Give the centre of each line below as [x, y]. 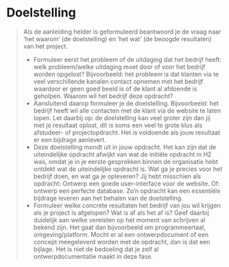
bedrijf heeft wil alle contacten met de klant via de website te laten [127, 111]
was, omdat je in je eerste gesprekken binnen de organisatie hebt [126, 161]
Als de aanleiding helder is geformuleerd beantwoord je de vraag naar [122, 32]
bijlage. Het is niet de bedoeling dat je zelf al [96, 249]
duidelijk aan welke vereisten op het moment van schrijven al [119, 220]
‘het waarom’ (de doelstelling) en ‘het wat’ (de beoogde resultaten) [117, 38]
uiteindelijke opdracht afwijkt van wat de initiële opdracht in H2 [122, 154]
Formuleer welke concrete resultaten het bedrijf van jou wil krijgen [127, 205]
